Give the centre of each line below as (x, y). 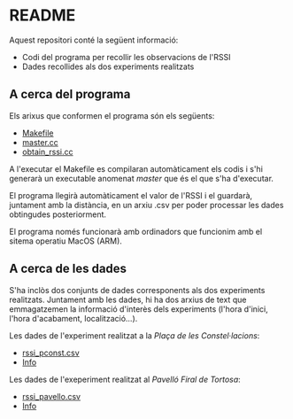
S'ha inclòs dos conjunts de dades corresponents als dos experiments (137, 290)
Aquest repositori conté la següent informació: (94, 40)
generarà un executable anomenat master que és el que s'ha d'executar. (142, 178)
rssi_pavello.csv (51, 396)
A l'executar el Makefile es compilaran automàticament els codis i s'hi (136, 168)
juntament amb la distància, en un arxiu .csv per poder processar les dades (146, 205)
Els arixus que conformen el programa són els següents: (112, 115)
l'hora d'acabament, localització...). (73, 318)
